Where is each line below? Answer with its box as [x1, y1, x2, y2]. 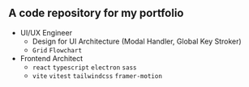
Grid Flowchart [32, 46, 83, 55]
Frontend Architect [19, 53, 84, 63]
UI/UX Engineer [19, 27, 73, 37]
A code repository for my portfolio [8, 6, 184, 20]
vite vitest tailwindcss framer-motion [32, 72, 162, 80]
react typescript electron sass [32, 64, 137, 72]
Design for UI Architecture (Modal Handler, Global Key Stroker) [32, 36, 242, 46]
